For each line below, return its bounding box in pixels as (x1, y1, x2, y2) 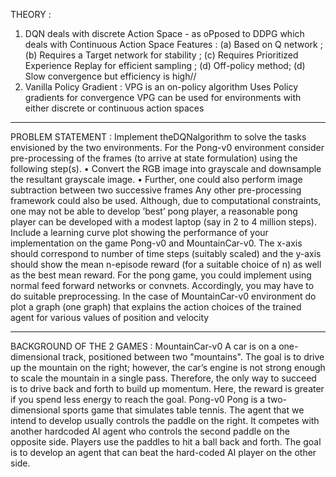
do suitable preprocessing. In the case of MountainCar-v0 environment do (10, 290, 317, 302)
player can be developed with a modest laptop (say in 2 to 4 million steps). (10, 216, 317, 228)
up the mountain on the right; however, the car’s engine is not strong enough (10, 362, 326, 373)
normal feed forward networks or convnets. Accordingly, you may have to (10, 280, 315, 291)
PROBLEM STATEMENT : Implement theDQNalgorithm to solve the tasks (10, 131, 307, 143)
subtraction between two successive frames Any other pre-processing (10, 184, 302, 196)
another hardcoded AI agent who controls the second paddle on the (10, 425, 290, 437)
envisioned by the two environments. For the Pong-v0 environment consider (10, 142, 325, 153)
